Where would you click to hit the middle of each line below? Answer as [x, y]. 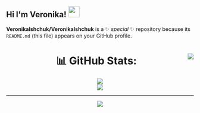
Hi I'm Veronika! [36, 15]
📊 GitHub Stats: [96, 61]
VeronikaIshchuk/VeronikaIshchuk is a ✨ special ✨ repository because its [98, 29]
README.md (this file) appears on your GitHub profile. [69, 36]
